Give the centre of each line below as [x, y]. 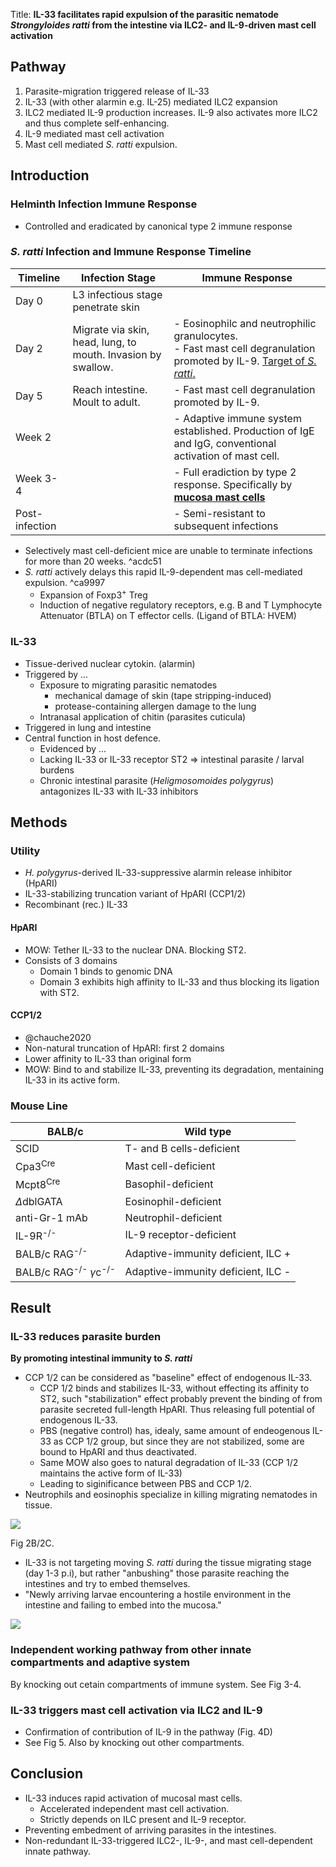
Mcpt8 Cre [38, 1184]
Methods [39, 822]
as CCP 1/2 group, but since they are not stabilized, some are [179, 1441]
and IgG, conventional [225, 443]
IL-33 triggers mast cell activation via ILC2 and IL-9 [136, 1710]
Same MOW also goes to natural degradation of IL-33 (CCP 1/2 [169, 1463]
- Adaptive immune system [237, 418]
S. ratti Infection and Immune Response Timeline [131, 252]
